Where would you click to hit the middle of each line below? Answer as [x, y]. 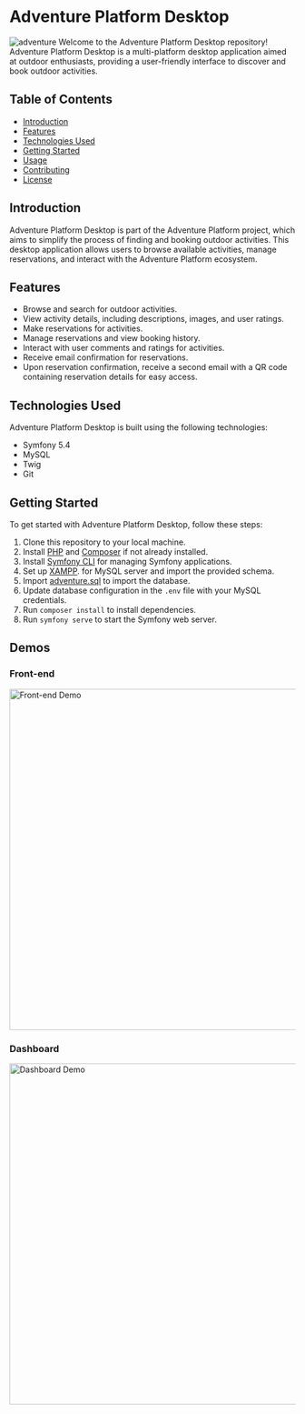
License [37, 179]
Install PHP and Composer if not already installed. [115, 552]
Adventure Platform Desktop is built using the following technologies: [138, 427]
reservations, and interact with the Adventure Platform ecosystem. [133, 259]
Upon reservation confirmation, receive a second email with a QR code [155, 367]
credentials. [44, 600]
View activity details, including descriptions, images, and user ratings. [153, 319]
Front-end [32, 674]
